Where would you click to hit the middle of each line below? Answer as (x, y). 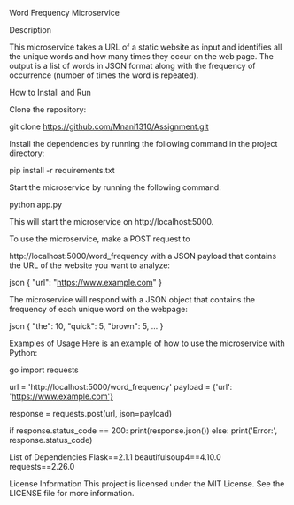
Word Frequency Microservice (64, 13)
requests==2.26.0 (42, 467)
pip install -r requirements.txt (62, 170)
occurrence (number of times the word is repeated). (104, 75)
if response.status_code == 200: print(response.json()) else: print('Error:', (143, 431)
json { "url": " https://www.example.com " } (85, 283)
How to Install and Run (50, 92)
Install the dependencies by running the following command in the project (143, 144)
